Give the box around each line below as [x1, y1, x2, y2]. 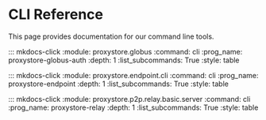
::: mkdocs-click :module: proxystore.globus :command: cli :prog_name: [8, 47, 243, 56]
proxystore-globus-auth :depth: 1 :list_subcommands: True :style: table [8, 55, 240, 65]
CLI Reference [8, 6, 103, 24]
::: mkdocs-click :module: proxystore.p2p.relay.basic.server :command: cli [8, 94, 251, 103]
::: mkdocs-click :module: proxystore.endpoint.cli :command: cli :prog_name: [8, 70, 259, 80]
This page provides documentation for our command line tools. [8, 32, 214, 41]
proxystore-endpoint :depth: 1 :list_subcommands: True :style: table [8, 79, 229, 88]
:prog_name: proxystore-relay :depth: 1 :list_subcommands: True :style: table [8, 103, 259, 112]
